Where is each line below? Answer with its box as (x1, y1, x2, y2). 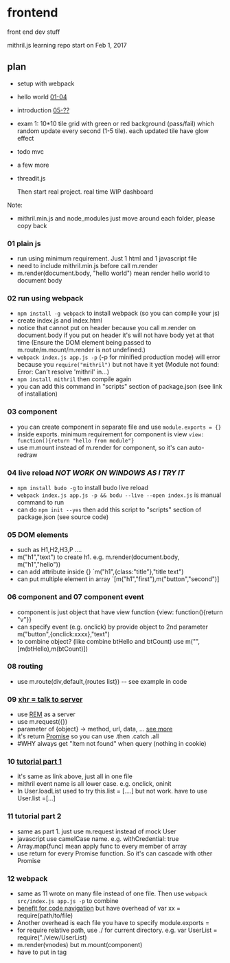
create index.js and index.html (16, 316, 102, 325)
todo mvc (16, 147, 45, 156)
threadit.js (16, 174, 46, 182)
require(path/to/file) (16, 911, 73, 920)
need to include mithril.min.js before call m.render (16, 262, 158, 270)
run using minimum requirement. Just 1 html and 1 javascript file (16, 254, 197, 263)
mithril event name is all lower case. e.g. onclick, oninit (16, 780, 172, 788)
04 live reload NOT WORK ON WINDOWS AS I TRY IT (7, 467, 185, 477)
